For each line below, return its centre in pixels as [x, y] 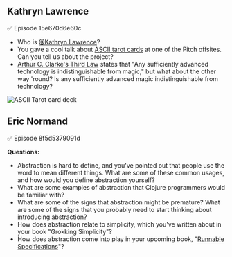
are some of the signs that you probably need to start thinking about [115, 209]
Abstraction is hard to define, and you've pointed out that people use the [121, 165]
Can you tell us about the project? [65, 56]
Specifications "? [41, 246]
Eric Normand [37, 122]
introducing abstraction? [52, 217]
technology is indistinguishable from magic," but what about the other [117, 71]
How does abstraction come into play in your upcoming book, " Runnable [121, 239]
